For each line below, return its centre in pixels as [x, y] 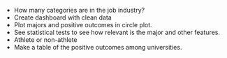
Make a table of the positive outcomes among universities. [98, 47]
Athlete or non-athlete [45, 40]
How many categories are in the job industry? [79, 10]
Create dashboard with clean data [63, 17]
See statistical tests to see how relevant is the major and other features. [117, 32]
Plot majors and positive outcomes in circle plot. [83, 25]
